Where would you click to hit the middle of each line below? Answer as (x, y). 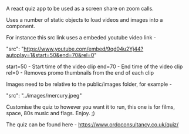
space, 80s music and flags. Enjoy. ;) (50, 113)
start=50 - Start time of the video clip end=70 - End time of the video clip (95, 66)
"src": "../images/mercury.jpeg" (44, 96)
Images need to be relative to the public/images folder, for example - (89, 84)
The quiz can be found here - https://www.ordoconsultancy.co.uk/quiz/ (92, 125)
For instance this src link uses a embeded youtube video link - (81, 37)
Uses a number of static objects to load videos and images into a (85, 20)
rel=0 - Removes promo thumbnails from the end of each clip (80, 73)
